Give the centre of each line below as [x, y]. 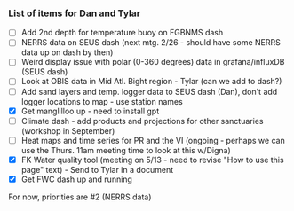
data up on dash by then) [67, 52]
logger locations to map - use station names [102, 101]
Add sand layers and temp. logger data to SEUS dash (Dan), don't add [149, 91]
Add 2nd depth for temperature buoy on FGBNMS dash [122, 33]
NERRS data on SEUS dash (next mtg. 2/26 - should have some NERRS [151, 43]
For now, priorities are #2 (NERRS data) [80, 197]
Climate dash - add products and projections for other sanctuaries [142, 121]
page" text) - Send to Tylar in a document [97, 169]
